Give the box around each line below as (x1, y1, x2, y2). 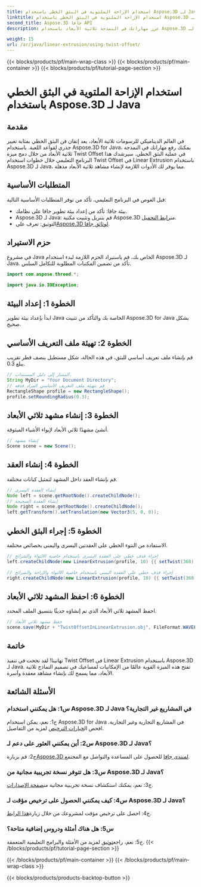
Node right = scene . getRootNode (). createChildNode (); (7, 503, 144, 510)
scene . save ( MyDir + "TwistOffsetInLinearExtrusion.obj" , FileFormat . (7, 625, 184, 631)
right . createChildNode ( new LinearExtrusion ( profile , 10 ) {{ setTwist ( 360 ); (7, 575, 199, 581)
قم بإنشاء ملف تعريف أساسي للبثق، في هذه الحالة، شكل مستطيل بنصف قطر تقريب (7, 354, 193, 361)
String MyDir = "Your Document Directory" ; (7, 377, 117, 383)
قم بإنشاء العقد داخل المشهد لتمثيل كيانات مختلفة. (7, 475, 118, 483)
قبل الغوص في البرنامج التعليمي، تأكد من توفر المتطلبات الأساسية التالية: (7, 196, 166, 203)
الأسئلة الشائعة (7, 687, 55, 697)
